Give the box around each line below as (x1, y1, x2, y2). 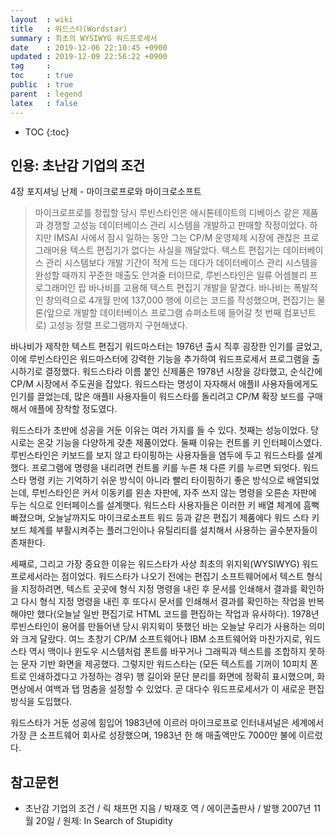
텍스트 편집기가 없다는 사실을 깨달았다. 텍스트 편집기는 (69, 244, 282, 256)
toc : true (10, 71, 74, 81)
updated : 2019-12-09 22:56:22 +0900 (10, 52, 168, 62)
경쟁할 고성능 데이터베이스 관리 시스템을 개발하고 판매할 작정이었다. (45, 219, 308, 231)
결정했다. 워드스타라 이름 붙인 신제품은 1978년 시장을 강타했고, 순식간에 (44, 366, 323, 378)
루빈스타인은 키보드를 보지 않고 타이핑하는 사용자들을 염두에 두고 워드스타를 (10, 449, 305, 461)
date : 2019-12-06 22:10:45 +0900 (10, 42, 168, 53)
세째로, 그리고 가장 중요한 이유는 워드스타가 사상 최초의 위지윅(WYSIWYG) (10, 558, 300, 570)
